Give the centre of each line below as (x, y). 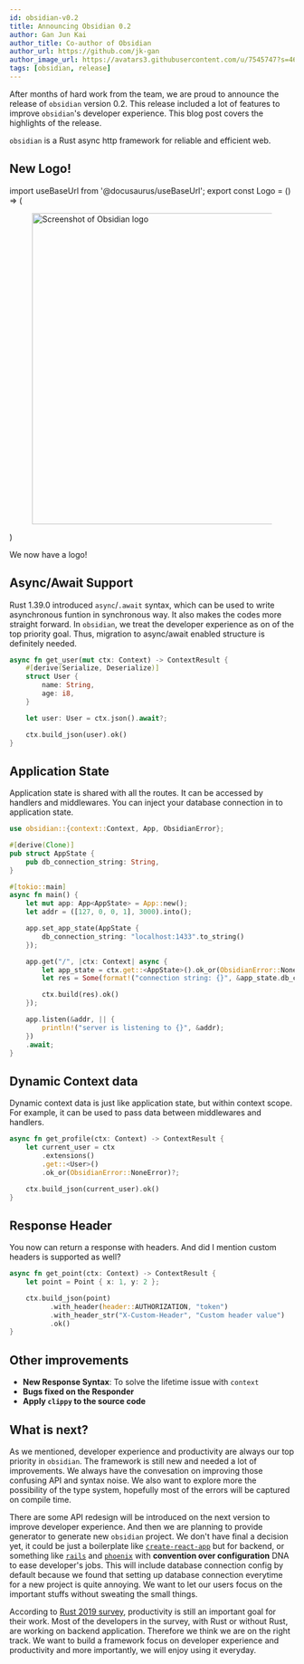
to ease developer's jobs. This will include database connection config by (146, 1565)
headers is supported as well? (65, 1257)
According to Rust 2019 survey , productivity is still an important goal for (143, 1611)
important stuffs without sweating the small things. (104, 1593)
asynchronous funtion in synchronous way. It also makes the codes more (146, 614)
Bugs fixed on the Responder (78, 1391)
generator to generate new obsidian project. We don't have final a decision (149, 1536)
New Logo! (41, 169)
